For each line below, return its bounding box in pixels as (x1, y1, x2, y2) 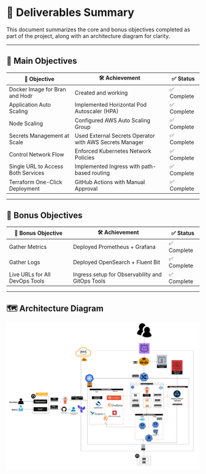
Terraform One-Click (9, 178, 63, 186)
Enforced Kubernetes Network (74, 147, 151, 155)
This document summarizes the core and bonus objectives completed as (6, 26, 191, 33)
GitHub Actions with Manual (74, 178, 145, 186)
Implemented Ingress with (74, 162, 140, 170)
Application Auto (9, 101, 51, 109)
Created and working (74, 89, 128, 96)
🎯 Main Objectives (6, 56, 78, 66)
